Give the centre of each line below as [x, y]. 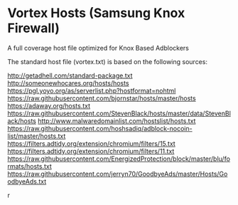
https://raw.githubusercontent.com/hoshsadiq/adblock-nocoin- [100, 128]
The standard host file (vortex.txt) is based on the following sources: [108, 61]
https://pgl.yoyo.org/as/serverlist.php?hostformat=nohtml [92, 90]
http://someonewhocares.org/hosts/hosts [68, 83]
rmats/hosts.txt [29, 166]
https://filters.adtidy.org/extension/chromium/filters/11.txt [91, 151]
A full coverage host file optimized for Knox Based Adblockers [98, 48]
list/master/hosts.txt [37, 136]
